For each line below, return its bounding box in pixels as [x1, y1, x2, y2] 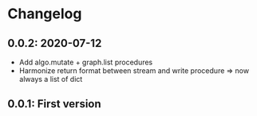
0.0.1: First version [7, 97, 101, 111]
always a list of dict [18, 75, 83, 83]
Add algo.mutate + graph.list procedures [18, 57, 153, 67]
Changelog [7, 5, 82, 23]
